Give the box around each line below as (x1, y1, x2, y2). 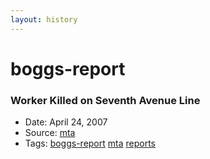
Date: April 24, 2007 (24, 116, 108, 128)
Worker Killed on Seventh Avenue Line (10, 93, 201, 107)
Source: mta (24, 127, 76, 139)
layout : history (10, 14, 78, 25)
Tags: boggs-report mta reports (24, 137, 156, 150)
